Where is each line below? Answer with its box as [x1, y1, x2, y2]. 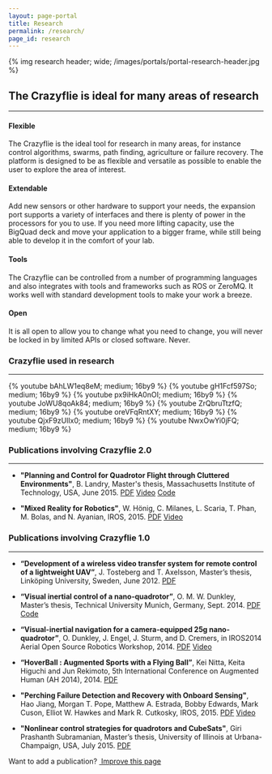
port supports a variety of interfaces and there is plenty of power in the [8, 210, 246, 220]
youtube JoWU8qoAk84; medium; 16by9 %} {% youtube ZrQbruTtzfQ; [8, 398, 243, 408]
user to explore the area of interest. [8, 165, 126, 174]
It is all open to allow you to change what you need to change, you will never [8, 326, 263, 336]
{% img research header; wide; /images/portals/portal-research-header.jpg [8, 57, 261, 67]
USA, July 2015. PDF [62, 740, 132, 750]
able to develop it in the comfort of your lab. [8, 236, 155, 246]
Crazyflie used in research [8, 355, 115, 366]
